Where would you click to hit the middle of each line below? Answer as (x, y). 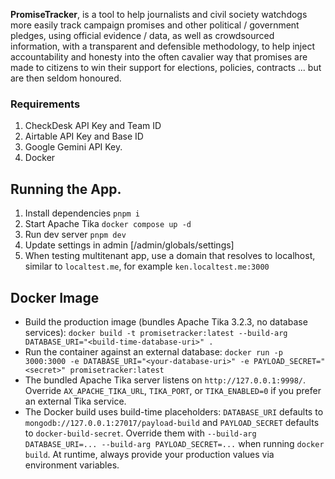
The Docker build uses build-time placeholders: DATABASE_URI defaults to (174, 411)
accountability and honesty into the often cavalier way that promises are (159, 57)
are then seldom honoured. (66, 78)
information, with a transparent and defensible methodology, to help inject (162, 46)
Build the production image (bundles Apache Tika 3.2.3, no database (166, 321)
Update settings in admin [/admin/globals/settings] (129, 245)
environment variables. (72, 465)
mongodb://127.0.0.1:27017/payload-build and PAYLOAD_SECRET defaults (172, 422)
